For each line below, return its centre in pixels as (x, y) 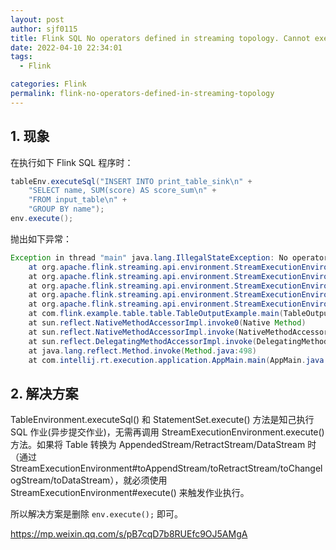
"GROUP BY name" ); (66, 209)
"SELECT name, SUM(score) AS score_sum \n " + (122, 191)
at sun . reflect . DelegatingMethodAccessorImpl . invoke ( (142, 341)
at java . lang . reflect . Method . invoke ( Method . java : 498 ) (142, 351)
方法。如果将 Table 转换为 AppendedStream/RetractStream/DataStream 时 (163, 445)
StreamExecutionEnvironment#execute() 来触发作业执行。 (130, 493)
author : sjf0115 (44, 29)
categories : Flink (48, 84)
